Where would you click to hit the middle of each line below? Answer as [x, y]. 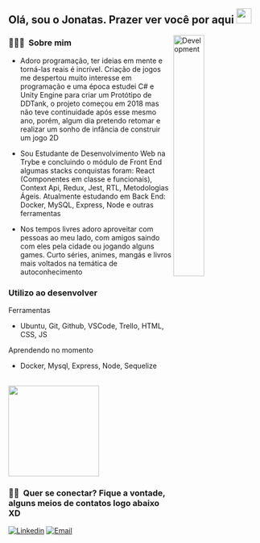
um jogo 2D [39, 137]
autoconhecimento [51, 272]
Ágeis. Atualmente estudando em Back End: [93, 196]
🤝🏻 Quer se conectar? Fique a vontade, [87, 493]
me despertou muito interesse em [76, 77]
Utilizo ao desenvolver [53, 293]
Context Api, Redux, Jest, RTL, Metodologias [94, 187]
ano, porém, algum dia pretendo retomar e [90, 120]
